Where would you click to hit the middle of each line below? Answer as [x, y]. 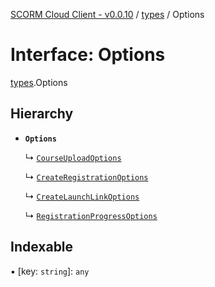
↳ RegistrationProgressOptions [91, 215]
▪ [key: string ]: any [50, 271]
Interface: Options [88, 55]
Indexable [42, 247]
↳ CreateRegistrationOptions [86, 176]
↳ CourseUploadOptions [73, 157]
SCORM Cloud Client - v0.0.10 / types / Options [107, 14]
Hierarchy [42, 114]
